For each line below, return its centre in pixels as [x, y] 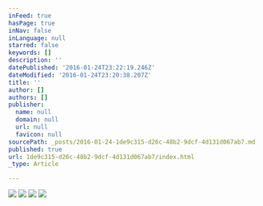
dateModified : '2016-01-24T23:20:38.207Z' [80, 75]
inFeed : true [30, 16]
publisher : [26, 105]
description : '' [35, 61]
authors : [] [28, 97]
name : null [34, 113]
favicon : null [39, 134]
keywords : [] [30, 53]
